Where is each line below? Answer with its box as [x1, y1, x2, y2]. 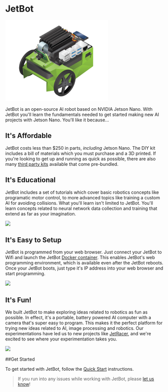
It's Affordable [5, 132, 52, 140]
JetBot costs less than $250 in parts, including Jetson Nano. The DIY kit [5, 145, 155, 151]
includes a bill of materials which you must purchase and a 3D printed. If [5, 150, 156, 156]
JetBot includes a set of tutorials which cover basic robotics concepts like [5, 189, 159, 195]
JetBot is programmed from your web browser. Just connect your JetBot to [5, 249, 162, 255]
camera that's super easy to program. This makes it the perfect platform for [5, 320, 163, 326]
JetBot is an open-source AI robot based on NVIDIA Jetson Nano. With [5, 106, 153, 112]
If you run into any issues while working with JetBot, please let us [17, 376, 154, 382]
